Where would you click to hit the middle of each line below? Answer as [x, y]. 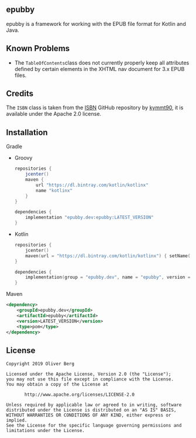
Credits [20, 94]
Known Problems [38, 48]
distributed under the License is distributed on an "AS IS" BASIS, [91, 410]
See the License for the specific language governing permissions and [94, 426]
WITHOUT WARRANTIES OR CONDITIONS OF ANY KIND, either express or [89, 415]
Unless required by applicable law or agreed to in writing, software [94, 405]
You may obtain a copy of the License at [57, 385]
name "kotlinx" [54, 190]
